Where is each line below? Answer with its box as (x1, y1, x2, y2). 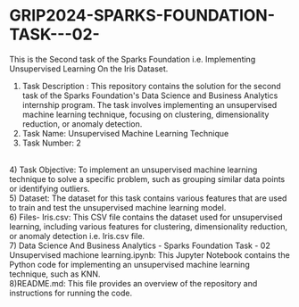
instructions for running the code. (9, 287, 132, 298)
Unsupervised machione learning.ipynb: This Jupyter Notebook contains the (9, 249, 290, 260)
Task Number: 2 (21, 137, 82, 148)
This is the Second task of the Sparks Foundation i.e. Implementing (9, 54, 256, 64)
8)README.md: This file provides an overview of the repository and (9, 278, 258, 288)
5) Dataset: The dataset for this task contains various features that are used (9, 193, 287, 203)
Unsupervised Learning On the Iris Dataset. (9, 63, 169, 74)
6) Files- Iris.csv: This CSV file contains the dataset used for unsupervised (9, 212, 283, 222)
